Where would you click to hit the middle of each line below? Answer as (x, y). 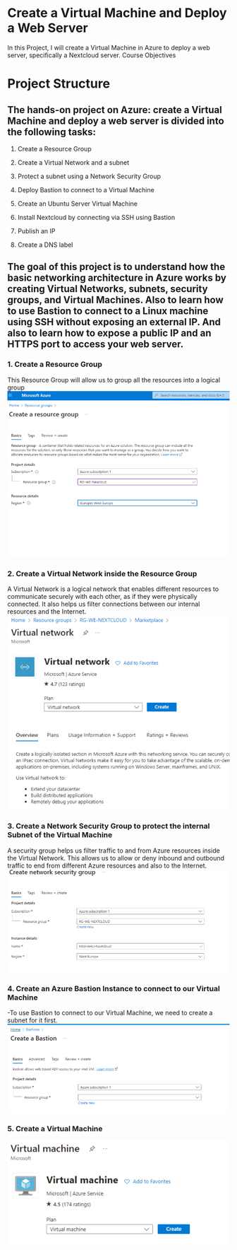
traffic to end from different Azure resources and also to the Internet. (107, 865)
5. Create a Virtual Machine (55, 1129)
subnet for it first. (32, 1020)
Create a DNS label (45, 245)
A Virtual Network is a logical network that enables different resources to (113, 589)
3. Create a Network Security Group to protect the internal (109, 826)
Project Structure (59, 84)
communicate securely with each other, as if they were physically (102, 597)
